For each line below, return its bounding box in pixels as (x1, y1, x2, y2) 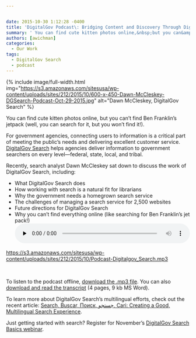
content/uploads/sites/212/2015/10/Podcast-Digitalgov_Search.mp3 (6, 255, 168, 262)
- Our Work (11, 46, 38, 52)
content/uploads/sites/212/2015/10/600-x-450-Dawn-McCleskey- (6, 91, 165, 98)
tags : (6, 51, 19, 57)
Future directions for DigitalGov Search (14, 204, 108, 211)
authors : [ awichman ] (6, 35, 57, 41)
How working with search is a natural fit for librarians (14, 185, 142, 193)
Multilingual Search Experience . (6, 308, 83, 315)
